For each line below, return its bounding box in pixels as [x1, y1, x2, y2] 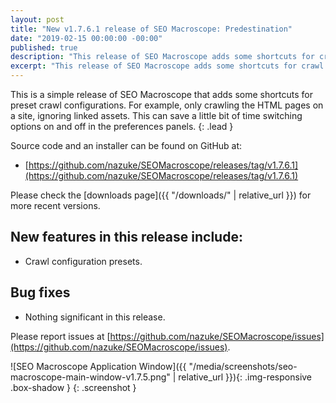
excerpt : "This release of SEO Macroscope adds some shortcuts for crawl [10, 61, 325, 71]
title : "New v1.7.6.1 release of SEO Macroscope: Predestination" [10, 24, 293, 34]
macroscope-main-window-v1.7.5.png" [10, 371, 171, 383]
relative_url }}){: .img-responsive [178, 371, 313, 383]
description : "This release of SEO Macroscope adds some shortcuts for [10, 52, 315, 62]
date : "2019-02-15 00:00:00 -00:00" [10, 33, 163, 43]
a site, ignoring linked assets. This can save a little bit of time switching [10, 110, 303, 121]
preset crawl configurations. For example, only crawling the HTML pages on [10, 99, 324, 111]
